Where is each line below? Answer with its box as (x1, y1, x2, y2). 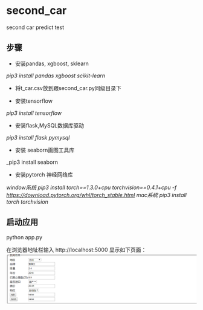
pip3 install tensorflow (6, 109, 62, 117)
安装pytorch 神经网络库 (14, 170, 74, 178)
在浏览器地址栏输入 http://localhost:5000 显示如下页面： (6, 246, 147, 253)
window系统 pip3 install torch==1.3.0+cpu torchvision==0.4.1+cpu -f (6, 184, 177, 191)
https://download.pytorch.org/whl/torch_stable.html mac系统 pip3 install (6, 191, 187, 198)
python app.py (6, 233, 43, 241)
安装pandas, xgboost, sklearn (14, 60, 89, 67)
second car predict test (6, 24, 65, 31)
